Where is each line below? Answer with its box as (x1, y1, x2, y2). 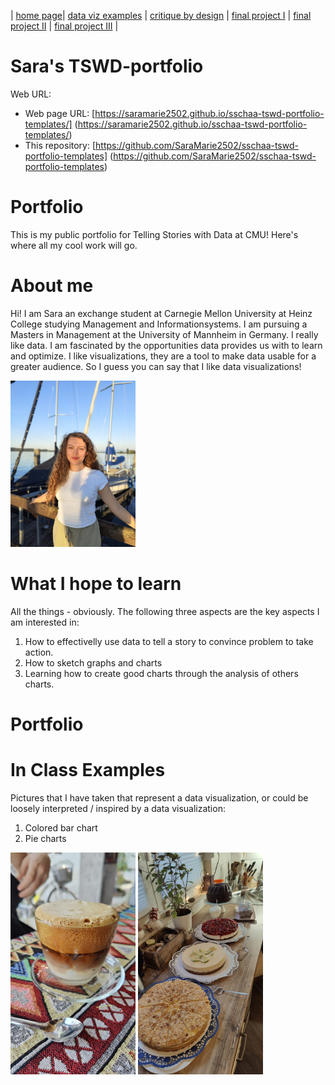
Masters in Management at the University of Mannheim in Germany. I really (10, 328, 319, 340)
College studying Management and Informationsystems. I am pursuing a (10, 318, 308, 330)
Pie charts (24, 832, 67, 844)
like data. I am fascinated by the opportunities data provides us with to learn (10, 339, 323, 351)
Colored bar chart (24, 821, 98, 834)
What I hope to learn (10, 572, 182, 595)
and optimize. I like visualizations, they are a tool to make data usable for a (10, 350, 317, 362)
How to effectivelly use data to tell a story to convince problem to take (24, 635, 314, 647)
